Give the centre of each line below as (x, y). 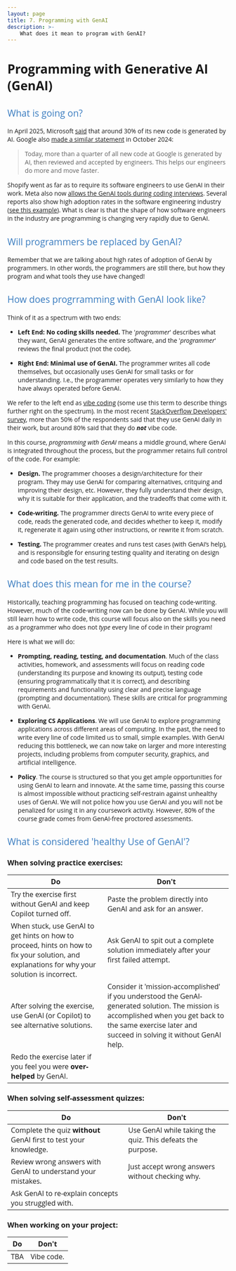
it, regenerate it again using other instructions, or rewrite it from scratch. (120, 529)
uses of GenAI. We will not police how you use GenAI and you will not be (120, 802)
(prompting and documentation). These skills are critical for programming (122, 698)
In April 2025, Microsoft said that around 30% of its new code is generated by (117, 131)
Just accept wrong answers (172, 1166)
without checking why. (164, 1176)
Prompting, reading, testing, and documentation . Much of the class (118, 656)
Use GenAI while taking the (172, 1130)
